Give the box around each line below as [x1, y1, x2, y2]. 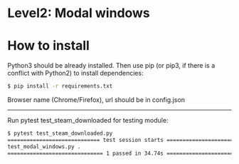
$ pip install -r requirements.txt [7, 83, 113, 90]
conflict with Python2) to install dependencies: [7, 69, 144, 78]
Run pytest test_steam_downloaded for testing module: [7, 116, 169, 124]
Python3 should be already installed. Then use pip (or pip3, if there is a [7, 61, 216, 70]
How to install [7, 38, 90, 54]
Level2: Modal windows [7, 5, 151, 21]
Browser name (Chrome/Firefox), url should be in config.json [7, 96, 185, 104]
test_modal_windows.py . [7, 143, 81, 150]
